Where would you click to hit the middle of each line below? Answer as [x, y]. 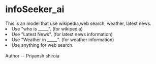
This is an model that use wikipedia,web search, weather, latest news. [78, 23]
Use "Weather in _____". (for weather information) [63, 40]
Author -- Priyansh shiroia [33, 56]
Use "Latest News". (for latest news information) [62, 34]
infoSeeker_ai [35, 9]
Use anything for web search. [43, 45]
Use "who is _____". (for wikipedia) [47, 28]
